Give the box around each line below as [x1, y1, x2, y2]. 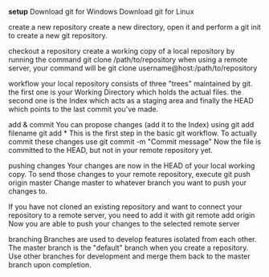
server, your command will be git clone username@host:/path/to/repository [8, 63, 258, 73]
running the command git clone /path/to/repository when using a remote [8, 55, 248, 64]
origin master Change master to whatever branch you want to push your [8, 178, 247, 187]
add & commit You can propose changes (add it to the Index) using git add [8, 120, 255, 129]
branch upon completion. [8, 260, 92, 269]
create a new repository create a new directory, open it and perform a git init [8, 22, 261, 31]
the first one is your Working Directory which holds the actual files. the [8, 87, 243, 97]
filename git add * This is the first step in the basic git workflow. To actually [8, 128, 257, 138]
